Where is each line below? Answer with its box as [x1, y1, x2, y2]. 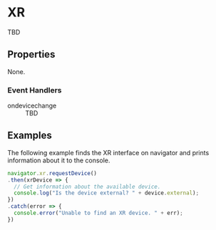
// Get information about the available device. [14, 183, 161, 190]
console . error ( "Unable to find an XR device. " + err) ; [14, 209, 183, 217]
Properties [7, 48, 56, 61]
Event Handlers [7, 85, 62, 95]
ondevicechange [7, 101, 57, 110]
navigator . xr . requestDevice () [7, 169, 98, 177]
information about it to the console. [7, 156, 110, 164]
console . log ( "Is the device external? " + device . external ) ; [14, 189, 200, 197]
